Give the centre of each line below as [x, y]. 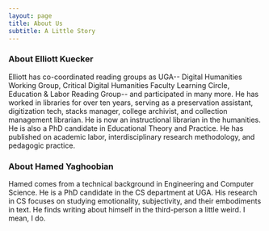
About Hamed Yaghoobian [61, 166]
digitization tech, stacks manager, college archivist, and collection [118, 111]
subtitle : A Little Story [52, 31]
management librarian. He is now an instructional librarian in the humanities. [134, 120]
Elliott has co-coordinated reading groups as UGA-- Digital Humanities [125, 77]
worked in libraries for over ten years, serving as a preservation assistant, [131, 103]
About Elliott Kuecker [51, 59]
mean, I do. [27, 218]
